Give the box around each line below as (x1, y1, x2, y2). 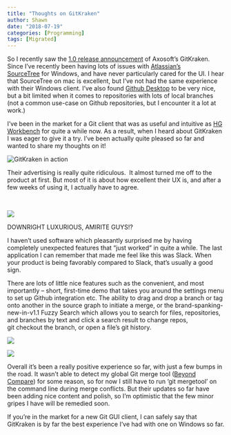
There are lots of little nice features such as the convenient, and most (7, 279, 205, 288)
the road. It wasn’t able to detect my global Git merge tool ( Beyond (7, 370, 197, 378)
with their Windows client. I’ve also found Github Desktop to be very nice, (7, 84, 216, 93)
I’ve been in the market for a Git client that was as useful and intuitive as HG (7, 120, 223, 128)
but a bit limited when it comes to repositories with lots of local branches (7, 91, 214, 100)
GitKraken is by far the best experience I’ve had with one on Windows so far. (7, 420, 225, 429)
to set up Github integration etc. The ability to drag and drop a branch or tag (7, 294, 223, 302)
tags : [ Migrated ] (7, 36, 57, 43)
